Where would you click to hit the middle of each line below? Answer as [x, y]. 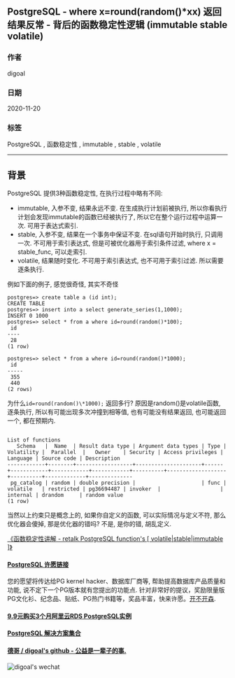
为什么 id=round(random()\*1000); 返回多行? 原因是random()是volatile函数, [114, 403]
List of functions [34, 440]
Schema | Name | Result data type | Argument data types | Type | [122, 446]
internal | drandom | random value [65, 495]
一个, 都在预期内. [31, 421]
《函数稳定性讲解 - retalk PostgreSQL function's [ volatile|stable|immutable [115, 539]
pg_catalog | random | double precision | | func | [119, 483]
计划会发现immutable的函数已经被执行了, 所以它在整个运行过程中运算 [117, 217]
